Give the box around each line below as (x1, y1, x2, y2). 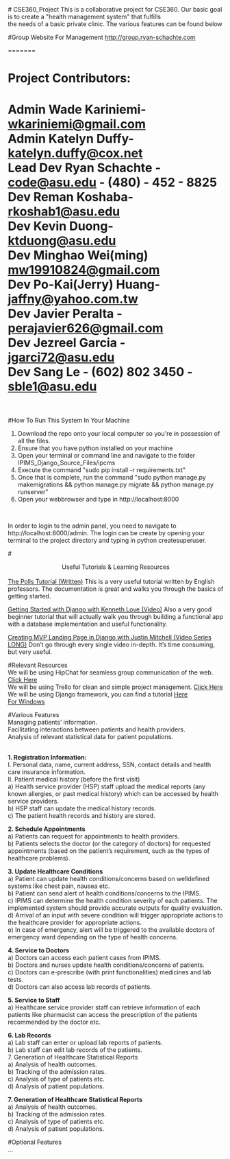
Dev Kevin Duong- (8, 218, 114, 234)
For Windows (8, 698, 45, 706)
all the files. (17, 437, 51, 445)
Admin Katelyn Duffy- (8, 131, 134, 147)
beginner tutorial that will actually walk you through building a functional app (8, 613, 224, 621)
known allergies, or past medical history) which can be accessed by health (8, 790, 218, 798)
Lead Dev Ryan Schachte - (8, 160, 162, 176)
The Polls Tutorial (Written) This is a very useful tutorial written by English (8, 578, 215, 586)
